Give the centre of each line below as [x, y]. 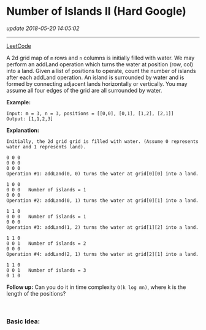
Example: [19, 102]
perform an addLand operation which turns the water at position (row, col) [100, 64]
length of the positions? [36, 293]
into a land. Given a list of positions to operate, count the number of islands [101, 71]
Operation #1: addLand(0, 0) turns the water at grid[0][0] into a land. [103, 174]
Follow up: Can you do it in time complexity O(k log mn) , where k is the [96, 287]
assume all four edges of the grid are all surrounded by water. [84, 90]
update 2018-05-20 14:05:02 [43, 28]
